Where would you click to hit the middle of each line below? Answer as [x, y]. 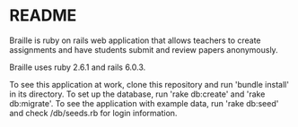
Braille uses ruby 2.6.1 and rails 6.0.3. [78, 67]
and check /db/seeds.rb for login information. [93, 113]
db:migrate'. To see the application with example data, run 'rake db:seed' [144, 103]
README [43, 16]
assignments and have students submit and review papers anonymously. [144, 49]
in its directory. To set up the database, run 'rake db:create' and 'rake [137, 94]
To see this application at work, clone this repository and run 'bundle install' [149, 84]
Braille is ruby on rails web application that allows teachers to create [136, 40]
